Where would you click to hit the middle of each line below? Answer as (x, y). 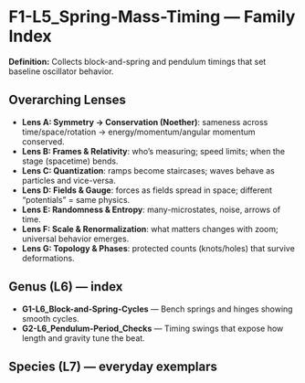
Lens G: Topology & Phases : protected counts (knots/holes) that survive (158, 248)
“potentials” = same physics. (76, 199)
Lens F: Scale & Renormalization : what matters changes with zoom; (150, 229)
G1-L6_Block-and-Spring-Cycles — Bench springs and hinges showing (157, 309)
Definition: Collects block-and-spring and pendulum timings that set (137, 61)
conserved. (43, 141)
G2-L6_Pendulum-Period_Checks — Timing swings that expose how (152, 328)
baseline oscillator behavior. (61, 71)
